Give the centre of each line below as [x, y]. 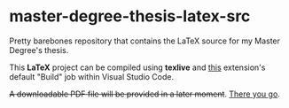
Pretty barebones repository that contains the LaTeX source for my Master [145, 41]
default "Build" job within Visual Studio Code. [92, 76]
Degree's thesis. [39, 50]
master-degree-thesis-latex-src [130, 16]
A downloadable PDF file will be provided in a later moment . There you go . [145, 94]
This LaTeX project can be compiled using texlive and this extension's [137, 67]
